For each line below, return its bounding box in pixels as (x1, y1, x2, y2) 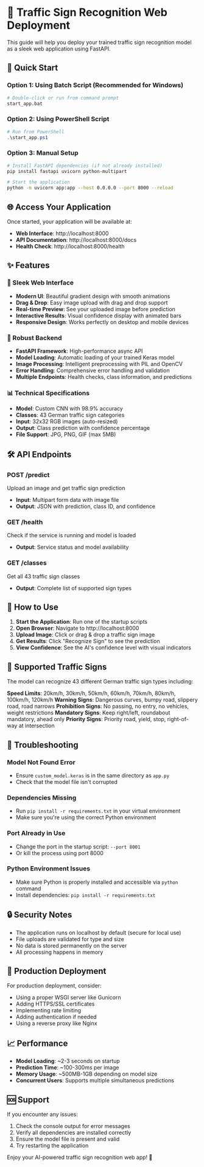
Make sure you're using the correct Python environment (15, 814, 157, 821)
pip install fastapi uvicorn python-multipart (7, 168, 127, 174)
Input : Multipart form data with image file (15, 496, 119, 503)
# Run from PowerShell (7, 129, 65, 135)
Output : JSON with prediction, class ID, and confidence (15, 502, 156, 510)
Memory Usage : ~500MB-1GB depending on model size (15, 1070, 158, 1077)
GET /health (7, 518, 43, 526)
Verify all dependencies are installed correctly (15, 1129, 132, 1137)
